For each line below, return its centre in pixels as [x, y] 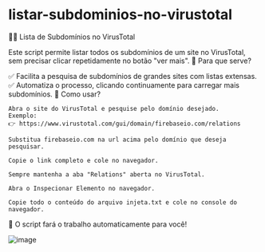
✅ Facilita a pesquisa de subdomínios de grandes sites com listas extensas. [132, 76]
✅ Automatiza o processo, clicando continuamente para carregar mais [124, 85]
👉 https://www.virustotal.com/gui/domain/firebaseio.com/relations [125, 124]
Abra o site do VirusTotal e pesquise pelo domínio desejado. [114, 108]
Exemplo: [23, 116]
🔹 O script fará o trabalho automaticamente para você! [98, 224]
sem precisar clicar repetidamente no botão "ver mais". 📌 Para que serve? [130, 61]
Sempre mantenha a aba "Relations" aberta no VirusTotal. [107, 174]
